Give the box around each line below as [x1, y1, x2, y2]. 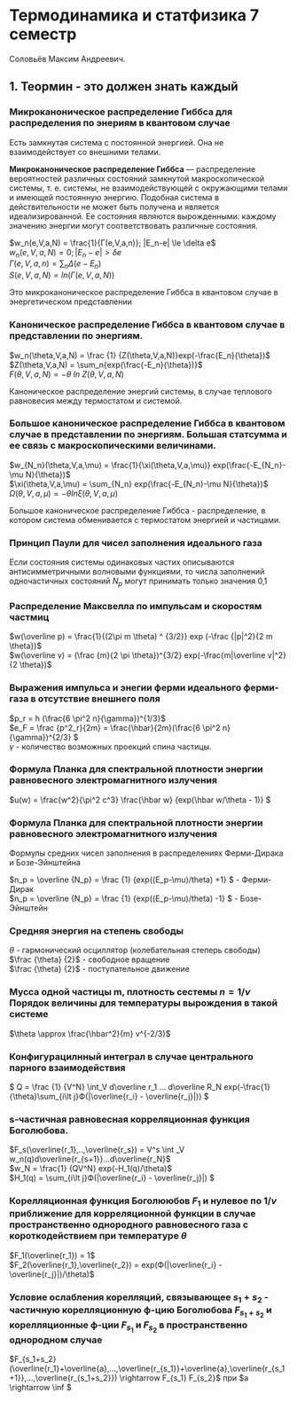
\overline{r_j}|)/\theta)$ [9, 1269, 95, 1280]
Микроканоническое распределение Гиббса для [9, 106, 233, 118]
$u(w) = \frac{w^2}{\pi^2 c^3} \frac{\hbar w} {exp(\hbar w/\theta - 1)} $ [9, 794, 271, 805]
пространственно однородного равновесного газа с [9, 1218, 249, 1231]
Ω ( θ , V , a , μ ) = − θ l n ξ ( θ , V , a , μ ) [9, 488, 118, 498]
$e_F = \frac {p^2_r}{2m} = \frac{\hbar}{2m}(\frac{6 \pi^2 [9, 722, 221, 732]
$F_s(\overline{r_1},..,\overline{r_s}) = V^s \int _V [9, 1145, 184, 1155]
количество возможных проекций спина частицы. [21, 741, 212, 752]
